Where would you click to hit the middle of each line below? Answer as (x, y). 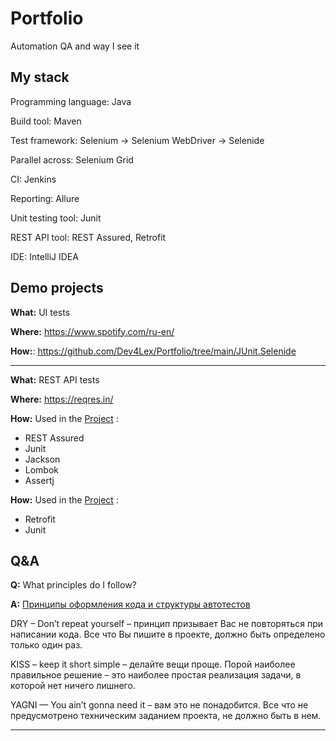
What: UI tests (40, 312)
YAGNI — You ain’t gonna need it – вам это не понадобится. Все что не (159, 705)
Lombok (42, 469)
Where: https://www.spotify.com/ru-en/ (92, 331)
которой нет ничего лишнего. (73, 686)
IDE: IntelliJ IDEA (44, 256)
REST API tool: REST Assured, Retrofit (88, 237)
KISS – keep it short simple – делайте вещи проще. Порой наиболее (153, 664)
